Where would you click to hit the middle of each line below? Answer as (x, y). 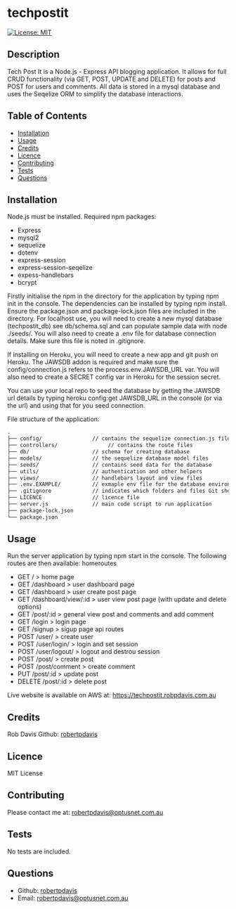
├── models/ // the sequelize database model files (108, 458)
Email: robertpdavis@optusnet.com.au (73, 898)
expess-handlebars (46, 275)
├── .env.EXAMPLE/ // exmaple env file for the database (106, 484)
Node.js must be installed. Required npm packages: (82, 217)
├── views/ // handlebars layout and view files (105, 478)
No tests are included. (39, 851)
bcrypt (27, 283)
